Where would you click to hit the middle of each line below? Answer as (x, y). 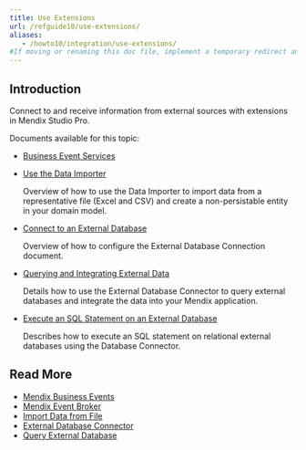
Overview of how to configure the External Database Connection (144, 246)
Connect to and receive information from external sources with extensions (149, 110)
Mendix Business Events (69, 396)
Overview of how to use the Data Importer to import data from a (142, 191)
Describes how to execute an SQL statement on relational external (147, 336)
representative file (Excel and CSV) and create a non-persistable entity (155, 201)
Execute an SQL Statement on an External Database (120, 318)
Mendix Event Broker (62, 406)
